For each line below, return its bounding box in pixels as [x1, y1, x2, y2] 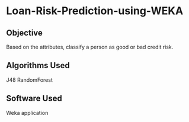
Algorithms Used [6, 60, 70, 70]
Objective [6, 28, 43, 38]
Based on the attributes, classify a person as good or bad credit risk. [6, 43, 174, 50]
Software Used [6, 94, 62, 104]
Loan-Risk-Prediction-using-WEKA [6, 4, 184, 18]
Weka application [6, 109, 49, 116]
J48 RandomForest [6, 76, 53, 84]
